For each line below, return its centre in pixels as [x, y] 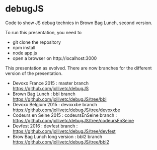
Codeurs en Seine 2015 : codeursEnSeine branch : [65, 115]
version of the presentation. [34, 73]
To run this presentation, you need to [44, 32]
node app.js [25, 53]
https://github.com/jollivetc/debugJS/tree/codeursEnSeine [73, 120]
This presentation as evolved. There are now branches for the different [78, 68]
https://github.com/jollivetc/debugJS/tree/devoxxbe [66, 110]
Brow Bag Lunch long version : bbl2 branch [57, 136]
